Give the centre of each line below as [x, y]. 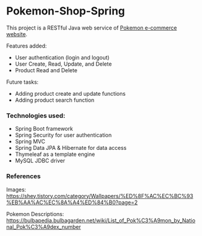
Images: [16, 189]
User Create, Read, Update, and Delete [63, 64]
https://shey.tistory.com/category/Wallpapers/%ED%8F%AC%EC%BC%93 [100, 196]
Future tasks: [23, 82]
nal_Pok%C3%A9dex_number [44, 226]
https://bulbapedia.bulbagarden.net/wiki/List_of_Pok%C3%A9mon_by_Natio [101, 220]
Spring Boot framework [44, 129]
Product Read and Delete [46, 70]
